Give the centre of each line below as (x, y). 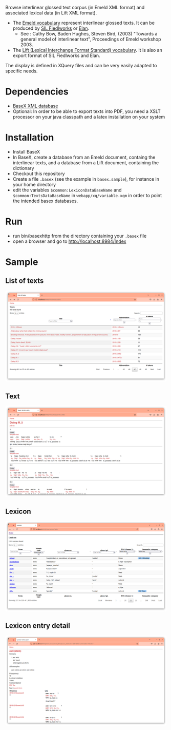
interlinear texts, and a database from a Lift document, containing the (86, 162)
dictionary (23, 168)
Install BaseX (26, 151)
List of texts (25, 281)
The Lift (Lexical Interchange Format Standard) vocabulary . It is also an (87, 50)
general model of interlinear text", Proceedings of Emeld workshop (91, 39)
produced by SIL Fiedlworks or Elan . (51, 28)
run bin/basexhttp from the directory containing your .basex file (80, 236)
